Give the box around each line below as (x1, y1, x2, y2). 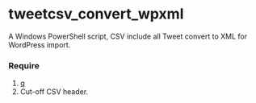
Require (8, 60, 40, 71)
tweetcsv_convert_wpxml (8, 5, 184, 23)
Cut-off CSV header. (19, 87, 89, 97)
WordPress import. (8, 39, 71, 49)
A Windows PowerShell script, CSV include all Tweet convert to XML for (8, 31, 248, 41)
